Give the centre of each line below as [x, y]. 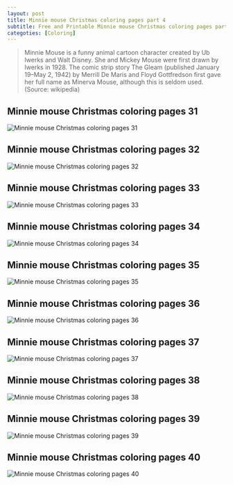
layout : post [26, 14]
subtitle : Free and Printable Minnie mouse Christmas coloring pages [110, 26]
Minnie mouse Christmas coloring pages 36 [104, 303]
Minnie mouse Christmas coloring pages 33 [104, 188]
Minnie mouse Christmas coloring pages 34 [104, 227]
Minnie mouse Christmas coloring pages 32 [103, 150]
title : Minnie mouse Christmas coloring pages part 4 [87, 20]
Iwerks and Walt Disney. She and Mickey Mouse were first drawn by [121, 60]
